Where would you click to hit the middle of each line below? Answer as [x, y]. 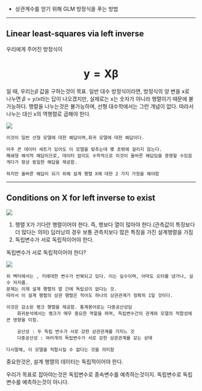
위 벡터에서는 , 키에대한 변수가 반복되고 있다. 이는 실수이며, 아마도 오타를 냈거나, [96, 276]
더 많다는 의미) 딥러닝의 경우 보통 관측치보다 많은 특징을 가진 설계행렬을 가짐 [104, 232]
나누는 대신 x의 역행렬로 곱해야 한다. [49, 114]
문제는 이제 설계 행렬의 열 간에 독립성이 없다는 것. [62, 289]
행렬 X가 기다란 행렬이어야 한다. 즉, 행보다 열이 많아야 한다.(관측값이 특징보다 [105, 224]
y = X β [101, 74]
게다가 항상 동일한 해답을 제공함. [42, 162]
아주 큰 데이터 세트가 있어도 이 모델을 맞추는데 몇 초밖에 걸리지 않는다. [84, 149]
